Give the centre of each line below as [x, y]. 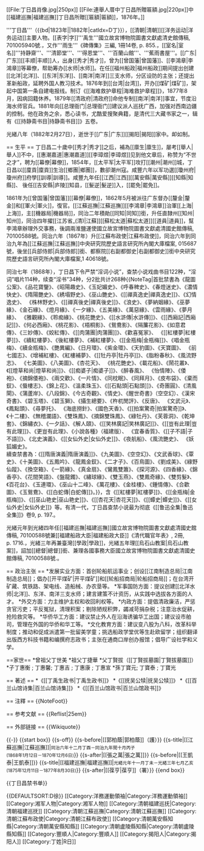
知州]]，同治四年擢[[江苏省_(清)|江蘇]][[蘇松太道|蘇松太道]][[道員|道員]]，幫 [100, 221]
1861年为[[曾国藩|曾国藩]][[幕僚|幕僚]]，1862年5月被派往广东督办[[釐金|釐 [98, 198]
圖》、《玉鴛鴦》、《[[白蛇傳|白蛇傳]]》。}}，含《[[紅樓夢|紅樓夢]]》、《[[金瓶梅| [98, 492]
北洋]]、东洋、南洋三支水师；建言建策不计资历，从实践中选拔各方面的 [100, 594]
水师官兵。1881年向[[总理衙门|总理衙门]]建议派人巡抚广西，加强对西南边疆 [104, 106]
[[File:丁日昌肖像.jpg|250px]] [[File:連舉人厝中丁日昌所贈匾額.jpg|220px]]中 [100, 9]
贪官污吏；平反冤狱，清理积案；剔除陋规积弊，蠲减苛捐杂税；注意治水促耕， [102, 609]
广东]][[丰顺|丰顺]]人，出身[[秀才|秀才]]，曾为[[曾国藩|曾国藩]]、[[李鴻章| [97, 60]
